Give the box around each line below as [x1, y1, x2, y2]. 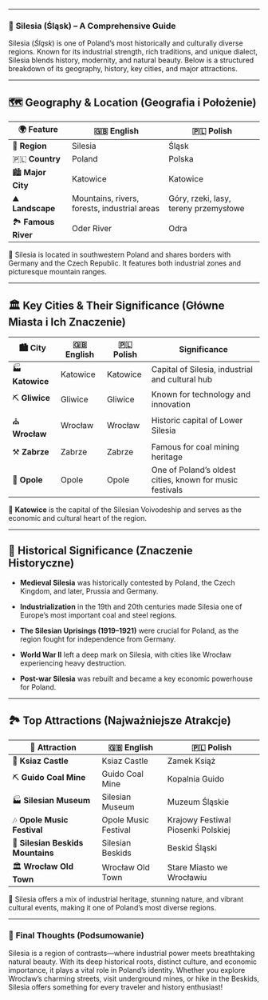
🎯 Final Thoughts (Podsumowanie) [8, 930, 145, 941]
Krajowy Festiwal [167, 814, 231, 825]
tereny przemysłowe [168, 203, 245, 214]
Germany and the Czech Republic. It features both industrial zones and [8, 258, 242, 268]
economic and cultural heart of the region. [8, 513, 148, 522]
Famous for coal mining [151, 441, 239, 452]
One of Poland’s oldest [151, 464, 236, 475]
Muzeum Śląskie [167, 796, 230, 807]
